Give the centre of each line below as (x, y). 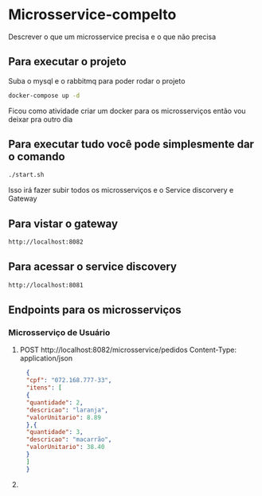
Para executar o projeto (67, 62)
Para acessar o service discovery (93, 267)
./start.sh (26, 175)
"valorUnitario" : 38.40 (65, 447)
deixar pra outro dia (41, 119)
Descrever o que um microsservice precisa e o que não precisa (112, 37)
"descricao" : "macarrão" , (69, 439)
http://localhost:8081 (46, 285)
